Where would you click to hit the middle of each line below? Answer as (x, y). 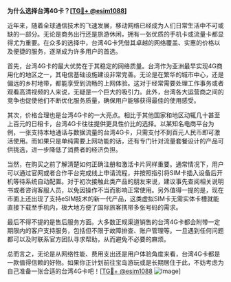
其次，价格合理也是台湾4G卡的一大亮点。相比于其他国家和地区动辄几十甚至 (114, 115)
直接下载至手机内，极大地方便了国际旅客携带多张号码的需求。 (95, 207)
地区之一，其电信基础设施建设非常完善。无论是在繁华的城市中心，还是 (124, 74)
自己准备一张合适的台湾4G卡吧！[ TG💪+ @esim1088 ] (94, 271)
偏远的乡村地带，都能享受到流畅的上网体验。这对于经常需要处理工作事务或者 (115, 83)
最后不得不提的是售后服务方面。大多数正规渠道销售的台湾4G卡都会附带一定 (114, 222)
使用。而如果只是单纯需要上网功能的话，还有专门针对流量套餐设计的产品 (115, 141)
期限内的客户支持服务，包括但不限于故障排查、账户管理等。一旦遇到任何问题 (115, 231)
